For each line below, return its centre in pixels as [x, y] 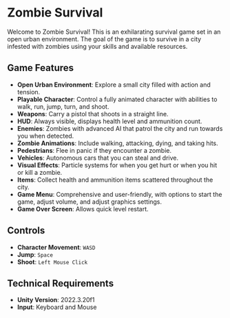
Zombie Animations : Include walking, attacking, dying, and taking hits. [117, 143]
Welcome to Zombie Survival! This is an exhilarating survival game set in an [114, 32]
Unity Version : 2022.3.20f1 [56, 300]
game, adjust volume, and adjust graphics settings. [90, 202]
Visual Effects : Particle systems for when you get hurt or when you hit [117, 165]
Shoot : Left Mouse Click [52, 262]
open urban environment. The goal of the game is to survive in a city [104, 39]
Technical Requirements [61, 283]
